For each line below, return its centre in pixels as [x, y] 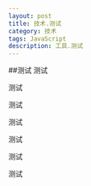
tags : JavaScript [37, 39]
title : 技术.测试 [35, 24]
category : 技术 [33, 31]
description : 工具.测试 [45, 46]
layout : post [30, 16]
